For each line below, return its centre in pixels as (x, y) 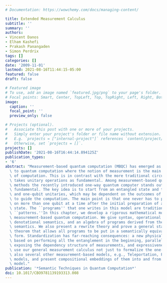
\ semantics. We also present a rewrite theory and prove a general (82, 227)
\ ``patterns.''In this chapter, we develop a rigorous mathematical (83, 213)
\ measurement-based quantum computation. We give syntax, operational (85, 217)
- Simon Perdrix (22, 51)
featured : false (22, 74)
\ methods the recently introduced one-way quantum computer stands (82, 185)
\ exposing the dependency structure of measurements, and (72, 245)
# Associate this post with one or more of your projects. (70, 130)
